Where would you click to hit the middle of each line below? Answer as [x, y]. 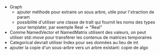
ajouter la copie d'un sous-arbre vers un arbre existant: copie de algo [79, 48]
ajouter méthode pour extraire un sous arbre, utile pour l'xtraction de [85, 12]
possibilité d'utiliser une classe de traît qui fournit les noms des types [86, 22]
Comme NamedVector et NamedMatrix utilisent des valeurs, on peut [78, 32]
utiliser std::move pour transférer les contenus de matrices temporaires [80, 37]
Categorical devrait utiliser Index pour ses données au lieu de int [74, 42]
